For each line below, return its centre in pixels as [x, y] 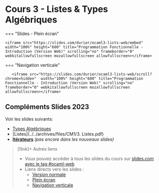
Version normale [49, 174]
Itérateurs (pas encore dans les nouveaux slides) [63, 139]
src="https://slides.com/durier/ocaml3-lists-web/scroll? [91, 74]
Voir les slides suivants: [29, 119]
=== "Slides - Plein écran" [32, 33]
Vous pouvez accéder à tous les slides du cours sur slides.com [89, 159]
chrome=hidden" [21, 78]
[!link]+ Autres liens [37, 149]
